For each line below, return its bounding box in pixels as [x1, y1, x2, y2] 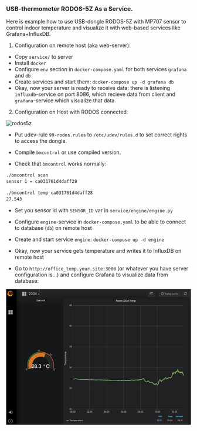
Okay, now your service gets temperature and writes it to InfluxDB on [14, 247, 182, 254]
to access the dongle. [14, 138, 67, 145]
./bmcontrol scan [6, 172, 49, 178]
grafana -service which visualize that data [14, 97, 115, 104]
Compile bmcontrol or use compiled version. [14, 149, 121, 156]
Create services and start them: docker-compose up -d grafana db [14, 78, 174, 85]
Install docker [14, 59, 47, 66]
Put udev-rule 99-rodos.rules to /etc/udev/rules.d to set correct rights [14, 131, 188, 138]
